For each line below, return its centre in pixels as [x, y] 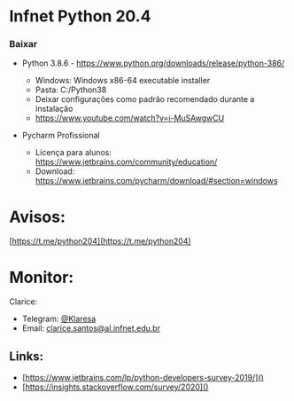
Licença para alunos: [73, 153]
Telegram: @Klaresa [59, 319]
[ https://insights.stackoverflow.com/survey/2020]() [115, 387]
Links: [27, 356]
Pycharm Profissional [61, 136]
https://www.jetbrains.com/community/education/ [126, 162]
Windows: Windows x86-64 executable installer [123, 81]
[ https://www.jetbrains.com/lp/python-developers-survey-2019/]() [143, 378]
